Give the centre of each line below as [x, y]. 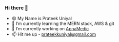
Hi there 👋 [17, 8]
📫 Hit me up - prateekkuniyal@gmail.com [54, 34]
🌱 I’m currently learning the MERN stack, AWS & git [63, 23]
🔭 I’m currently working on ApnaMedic [50, 29]
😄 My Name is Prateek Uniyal [41, 19]
